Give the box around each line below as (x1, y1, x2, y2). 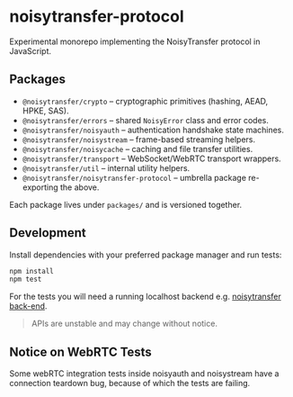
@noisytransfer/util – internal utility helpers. (22, 162, 191, 173)
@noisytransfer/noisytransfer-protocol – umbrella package (22, 172, 247, 183)
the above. (59, 182, 100, 193)
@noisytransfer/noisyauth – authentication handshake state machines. (22, 124, 285, 135)
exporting (22, 182, 58, 193)
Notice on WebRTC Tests (9, 344, 153, 359)
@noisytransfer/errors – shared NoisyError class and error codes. (22, 114, 270, 125)
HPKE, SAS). (22, 105, 69, 116)
